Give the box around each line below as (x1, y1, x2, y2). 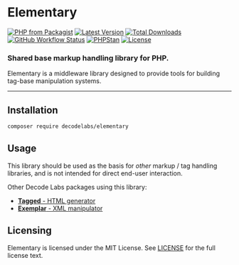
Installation (7, 104, 58, 116)
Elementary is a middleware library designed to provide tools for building (7, 69, 221, 78)
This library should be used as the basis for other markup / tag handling (7, 161, 218, 170)
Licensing (7, 225, 52, 237)
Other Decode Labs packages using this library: (7, 183, 147, 191)
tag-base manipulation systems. (7, 77, 102, 85)
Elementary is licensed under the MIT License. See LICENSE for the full (7, 243, 216, 252)
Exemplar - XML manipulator (17, 204, 103, 212)
